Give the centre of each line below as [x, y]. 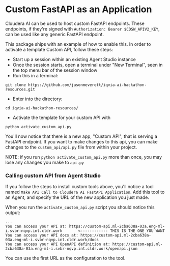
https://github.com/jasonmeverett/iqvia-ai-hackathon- [87, 85]
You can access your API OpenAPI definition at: [58, 244]
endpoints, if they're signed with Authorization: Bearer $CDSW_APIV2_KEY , [82, 28]
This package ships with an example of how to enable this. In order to [78, 44]
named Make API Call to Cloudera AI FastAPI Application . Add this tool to [85, 192]
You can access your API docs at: [42, 235]
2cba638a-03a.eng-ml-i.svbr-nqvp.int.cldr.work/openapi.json [72, 249]
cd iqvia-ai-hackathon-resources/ [42, 108]
